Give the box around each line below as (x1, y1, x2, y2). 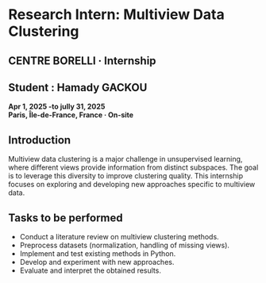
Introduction (8, 133, 71, 147)
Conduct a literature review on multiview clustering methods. (19, 232, 220, 242)
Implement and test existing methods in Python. (19, 249, 176, 258)
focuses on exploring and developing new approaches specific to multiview (8, 180, 256, 189)
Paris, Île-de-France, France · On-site (8, 110, 133, 120)
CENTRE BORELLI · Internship (8, 54, 156, 67)
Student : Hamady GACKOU (8, 81, 148, 94)
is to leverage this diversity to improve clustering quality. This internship (8, 171, 244, 181)
